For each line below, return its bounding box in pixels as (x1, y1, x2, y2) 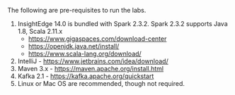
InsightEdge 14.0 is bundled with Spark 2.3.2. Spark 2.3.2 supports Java (17, 20, 228, 27)
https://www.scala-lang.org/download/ (28, 49, 142, 58)
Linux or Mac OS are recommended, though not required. (17, 80, 185, 87)
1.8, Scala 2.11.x (17, 27, 63, 35)
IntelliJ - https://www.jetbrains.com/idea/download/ (17, 57, 168, 65)
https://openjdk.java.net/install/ (28, 42, 120, 50)
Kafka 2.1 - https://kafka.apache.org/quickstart (17, 72, 154, 80)
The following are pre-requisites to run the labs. (7, 6, 147, 14)
